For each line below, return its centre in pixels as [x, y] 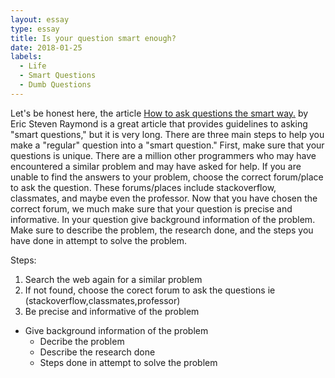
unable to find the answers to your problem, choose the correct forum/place [167, 177]
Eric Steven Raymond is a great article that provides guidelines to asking [159, 123]
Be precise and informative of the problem [112, 311]
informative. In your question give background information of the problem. [163, 219]
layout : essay [40, 19]
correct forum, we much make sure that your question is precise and [151, 208]
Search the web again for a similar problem [113, 279]
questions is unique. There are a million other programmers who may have [163, 155]
